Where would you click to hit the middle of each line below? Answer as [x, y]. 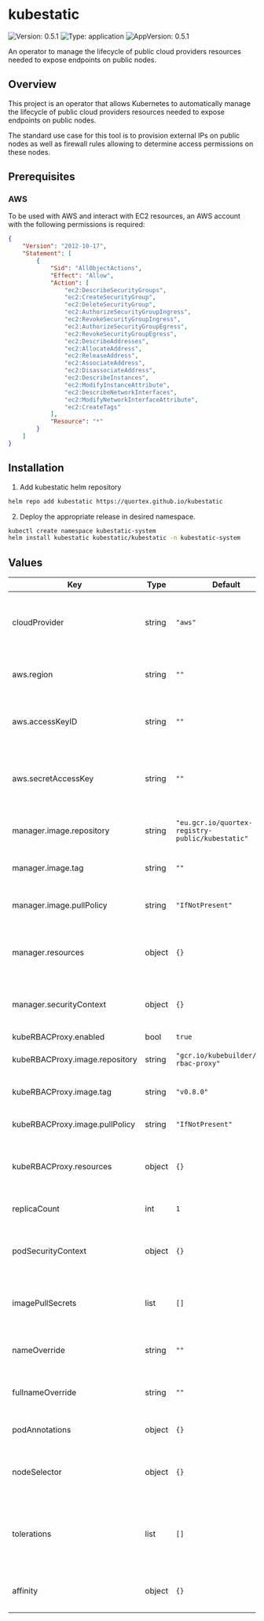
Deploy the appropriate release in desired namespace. [107, 516]
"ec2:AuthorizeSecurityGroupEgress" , [126, 326]
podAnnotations [42, 1430]
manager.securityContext [59, 1005]
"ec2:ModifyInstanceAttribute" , [117, 385]
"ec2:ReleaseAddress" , [101, 356]
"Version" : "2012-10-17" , [65, 246]
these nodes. [29, 152]
